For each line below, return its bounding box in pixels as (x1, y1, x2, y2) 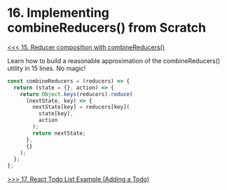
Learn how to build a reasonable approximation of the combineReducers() (7, 56, 221, 65)
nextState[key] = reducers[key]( (32, 104, 130, 111)
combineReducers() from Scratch (7, 20, 207, 36)
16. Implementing (7, 5, 110, 21)
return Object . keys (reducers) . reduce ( (20, 90, 133, 97)
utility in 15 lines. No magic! (7, 64, 86, 72)
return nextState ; (32, 130, 86, 137)
